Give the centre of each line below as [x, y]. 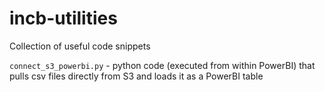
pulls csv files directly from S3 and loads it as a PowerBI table [136, 76]
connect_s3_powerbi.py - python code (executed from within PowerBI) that [162, 65]
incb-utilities [63, 18]
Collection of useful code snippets [80, 46]
